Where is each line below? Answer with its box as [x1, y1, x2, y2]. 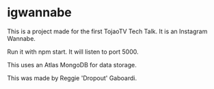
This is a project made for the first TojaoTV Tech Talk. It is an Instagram [7, 27, 208, 35]
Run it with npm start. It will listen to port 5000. [7, 48, 139, 56]
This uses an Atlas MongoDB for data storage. [7, 60, 137, 69]
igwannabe [7, 5, 72, 20]
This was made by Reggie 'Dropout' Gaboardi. [7, 73, 137, 82]
